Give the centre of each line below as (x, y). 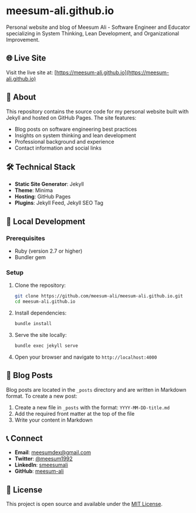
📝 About (21, 97)
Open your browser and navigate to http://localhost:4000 (86, 357)
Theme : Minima (34, 190)
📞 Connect (24, 438)
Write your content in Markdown (53, 420)
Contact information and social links (58, 148)
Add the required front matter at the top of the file (75, 413)
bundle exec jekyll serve (46, 346)
